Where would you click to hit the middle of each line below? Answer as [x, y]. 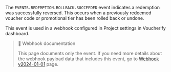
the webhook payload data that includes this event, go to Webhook [88, 59]
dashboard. [17, 33]
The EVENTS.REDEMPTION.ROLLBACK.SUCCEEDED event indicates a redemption [83, 7]
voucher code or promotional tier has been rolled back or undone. [75, 18]
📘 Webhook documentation [47, 43]
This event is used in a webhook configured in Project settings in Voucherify [86, 28]
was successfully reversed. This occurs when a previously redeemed [78, 13]
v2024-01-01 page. [38, 64]
